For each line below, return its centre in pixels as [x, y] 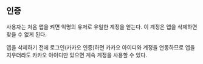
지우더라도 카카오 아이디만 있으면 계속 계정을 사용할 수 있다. [77, 55]
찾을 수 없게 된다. [27, 34]
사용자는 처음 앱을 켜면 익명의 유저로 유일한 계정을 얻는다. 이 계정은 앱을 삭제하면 [102, 27]
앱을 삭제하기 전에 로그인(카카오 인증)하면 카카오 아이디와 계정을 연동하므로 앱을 [101, 47]
